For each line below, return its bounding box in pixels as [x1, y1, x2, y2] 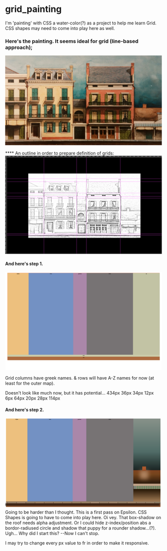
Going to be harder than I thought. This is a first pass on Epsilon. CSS [5, 509, 147, 515]
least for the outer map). [5, 380, 55, 387]
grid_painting [5, 3, 62, 15]
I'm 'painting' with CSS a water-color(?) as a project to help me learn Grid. [5, 20, 157, 26]
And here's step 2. [5, 407, 44, 413]
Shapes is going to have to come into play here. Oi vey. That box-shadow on [5, 514, 162, 520]
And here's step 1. [5, 261, 43, 267]
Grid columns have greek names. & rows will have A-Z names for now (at [5, 375, 154, 381]
